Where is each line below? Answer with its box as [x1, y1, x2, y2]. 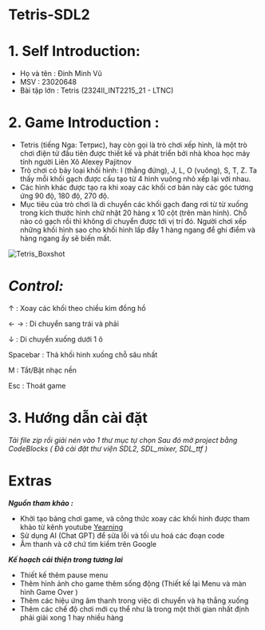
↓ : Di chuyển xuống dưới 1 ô [8, 334, 104, 344]
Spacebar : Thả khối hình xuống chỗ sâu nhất [8, 350, 158, 359]
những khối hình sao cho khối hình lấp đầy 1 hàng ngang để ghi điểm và [19, 225, 255, 235]
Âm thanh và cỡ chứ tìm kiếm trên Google [19, 539, 157, 548]
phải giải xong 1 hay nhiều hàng [19, 612, 124, 622]
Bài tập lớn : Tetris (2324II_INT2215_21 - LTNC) [19, 86, 174, 95]
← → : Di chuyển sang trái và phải [8, 319, 120, 329]
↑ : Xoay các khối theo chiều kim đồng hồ [8, 304, 146, 313]
